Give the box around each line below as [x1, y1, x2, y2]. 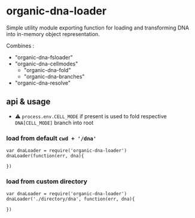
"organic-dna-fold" [23, 66, 71, 73]
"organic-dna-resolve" [14, 79, 71, 86]
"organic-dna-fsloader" [14, 53, 73, 61]
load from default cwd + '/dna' [6, 134, 97, 142]
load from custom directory [6, 177, 88, 186]
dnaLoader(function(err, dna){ [6, 153, 84, 159]
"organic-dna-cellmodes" [14, 60, 78, 67]
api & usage [6, 97, 51, 107]
